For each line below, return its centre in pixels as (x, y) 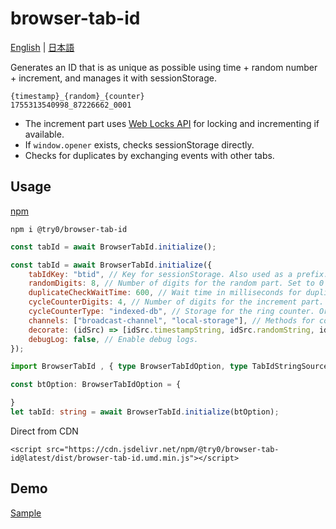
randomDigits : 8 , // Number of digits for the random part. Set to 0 (176, 283)
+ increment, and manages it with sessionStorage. (113, 78)
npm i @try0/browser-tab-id (69, 229)
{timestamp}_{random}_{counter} (77, 96)
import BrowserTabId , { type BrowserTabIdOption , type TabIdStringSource (169, 367)
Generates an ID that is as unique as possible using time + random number (164, 67)
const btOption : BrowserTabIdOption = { (96, 385)
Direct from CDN (44, 431)
